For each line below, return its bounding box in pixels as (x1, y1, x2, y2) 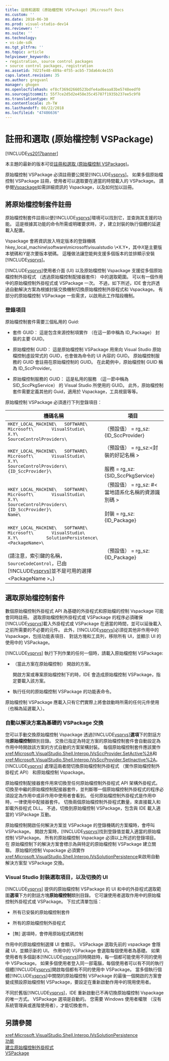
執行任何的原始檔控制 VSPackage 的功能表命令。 (12, 688, 114, 694)
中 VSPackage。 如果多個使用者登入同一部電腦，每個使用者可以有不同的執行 (5, 960, 164, 966)
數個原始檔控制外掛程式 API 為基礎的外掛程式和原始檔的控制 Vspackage (5, 608, 154, 614)
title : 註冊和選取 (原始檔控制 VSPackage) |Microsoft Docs (5, 7, 124, 13)
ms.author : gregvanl (5, 77, 49, 83)
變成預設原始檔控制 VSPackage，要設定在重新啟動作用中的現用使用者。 (5, 979, 154, 985)
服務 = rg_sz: (104, 465, 135, 472)
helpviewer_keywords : (5, 54, 51, 59)
